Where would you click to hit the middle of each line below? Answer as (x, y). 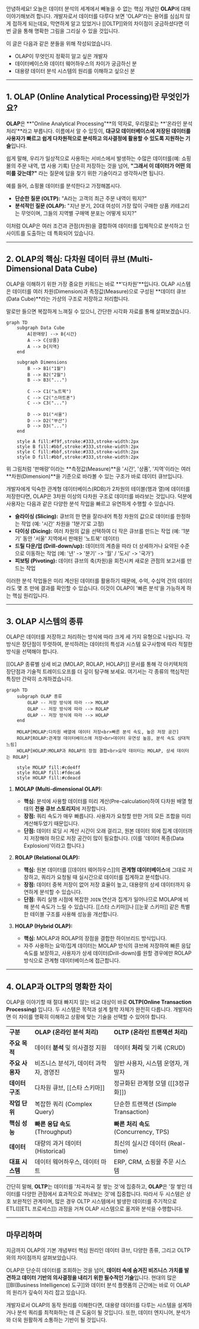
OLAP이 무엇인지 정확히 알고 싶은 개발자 (61, 56)
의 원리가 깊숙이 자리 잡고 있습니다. (46, 1293)
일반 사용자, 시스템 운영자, (148, 1063)
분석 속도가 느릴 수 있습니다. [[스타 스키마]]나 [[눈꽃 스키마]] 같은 (105, 907)
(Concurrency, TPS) (142, 1132)
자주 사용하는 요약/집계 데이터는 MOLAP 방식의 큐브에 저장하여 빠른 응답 (107, 946)
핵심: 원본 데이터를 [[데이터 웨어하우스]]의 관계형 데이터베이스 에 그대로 (105, 870)
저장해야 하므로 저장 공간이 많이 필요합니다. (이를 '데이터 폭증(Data (107, 838)
